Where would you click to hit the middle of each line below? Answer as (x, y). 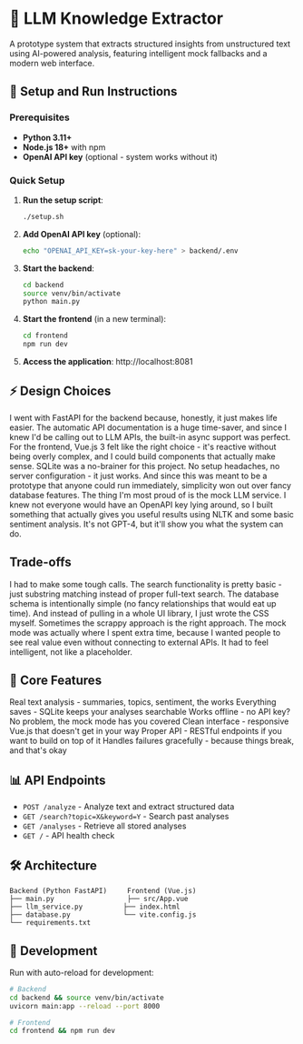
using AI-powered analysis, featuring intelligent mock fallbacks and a (138, 53)
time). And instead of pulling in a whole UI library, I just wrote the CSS (139, 613)
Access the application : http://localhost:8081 (108, 362)
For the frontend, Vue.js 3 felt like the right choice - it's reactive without (143, 447)
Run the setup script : (63, 200)
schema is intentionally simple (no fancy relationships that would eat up (143, 603)
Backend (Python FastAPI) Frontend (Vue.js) (103, 891)
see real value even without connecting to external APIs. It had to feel (139, 642)
